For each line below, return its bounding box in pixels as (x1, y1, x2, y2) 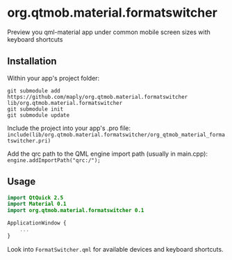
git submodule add (7, 87, 60, 95)
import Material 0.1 (7, 200, 67, 208)
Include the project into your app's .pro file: (7, 124, 131, 132)
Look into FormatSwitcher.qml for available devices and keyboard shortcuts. (7, 245, 224, 253)
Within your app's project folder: (7, 74, 100, 82)
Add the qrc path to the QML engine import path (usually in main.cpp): (7, 149, 208, 158)
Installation (7, 56, 57, 67)
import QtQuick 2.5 (7, 194, 64, 201)
